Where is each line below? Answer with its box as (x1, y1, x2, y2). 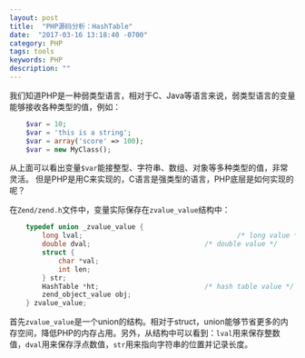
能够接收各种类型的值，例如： (9, 101, 121, 112)
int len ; (57, 264, 92, 273)
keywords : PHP (9, 55, 64, 65)
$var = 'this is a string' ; (25, 128, 132, 137)
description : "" (9, 65, 71, 74)
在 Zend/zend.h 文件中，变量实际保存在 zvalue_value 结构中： (9, 204, 231, 215)
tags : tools (9, 47, 54, 56)
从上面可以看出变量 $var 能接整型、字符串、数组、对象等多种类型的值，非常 (9, 163, 289, 174)
